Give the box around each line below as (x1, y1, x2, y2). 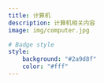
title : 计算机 (8, 11, 51, 20)
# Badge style (8, 40, 55, 48)
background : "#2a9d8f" (22, 55, 97, 63)
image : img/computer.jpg (8, 26, 90, 34)
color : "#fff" (22, 62, 69, 71)
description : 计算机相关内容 (8, 19, 96, 27)
